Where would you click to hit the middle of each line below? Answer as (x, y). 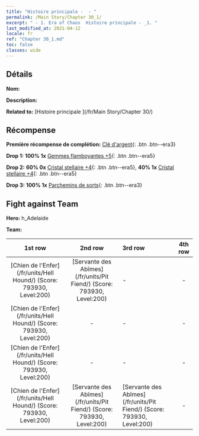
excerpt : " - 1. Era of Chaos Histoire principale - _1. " (82, 23)
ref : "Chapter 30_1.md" (36, 39)
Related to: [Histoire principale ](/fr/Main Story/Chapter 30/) (79, 112)
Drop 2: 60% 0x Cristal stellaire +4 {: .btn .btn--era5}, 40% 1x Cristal (90, 167)
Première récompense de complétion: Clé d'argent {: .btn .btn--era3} (91, 144)
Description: (22, 100)
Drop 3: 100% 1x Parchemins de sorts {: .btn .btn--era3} (74, 185)
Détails (19, 74)
